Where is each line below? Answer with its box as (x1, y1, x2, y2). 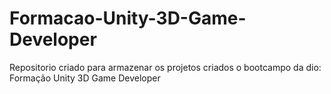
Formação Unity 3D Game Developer (9, 72, 161, 84)
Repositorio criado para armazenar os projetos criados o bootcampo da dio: (9, 61, 322, 73)
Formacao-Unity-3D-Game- (9, 7, 247, 30)
